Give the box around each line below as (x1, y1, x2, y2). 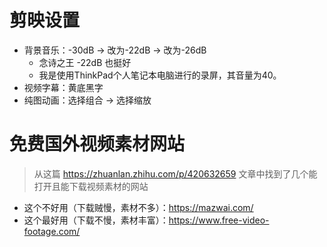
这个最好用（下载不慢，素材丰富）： (23, 214, 169, 226)
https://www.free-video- (168, 214, 270, 226)
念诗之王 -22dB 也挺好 (38, 56, 132, 68)
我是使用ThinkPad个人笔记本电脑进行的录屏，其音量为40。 (38, 69, 282, 81)
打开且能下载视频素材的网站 (33, 180, 149, 192)
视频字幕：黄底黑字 (23, 81, 104, 93)
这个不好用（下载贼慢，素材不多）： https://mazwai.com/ (23, 201, 254, 213)
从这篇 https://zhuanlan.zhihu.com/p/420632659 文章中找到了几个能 (33, 167, 318, 180)
